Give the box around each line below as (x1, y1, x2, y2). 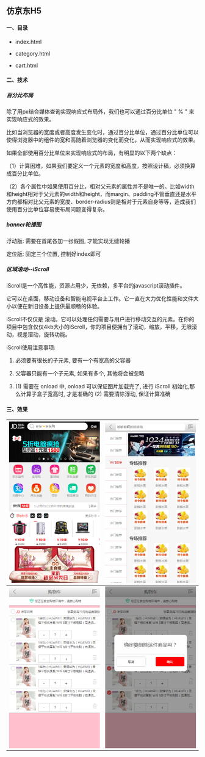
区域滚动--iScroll (6, 265, 49, 273)
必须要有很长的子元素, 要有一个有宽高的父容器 (15, 357, 131, 364)
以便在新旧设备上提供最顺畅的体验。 (11, 303, 103, 310)
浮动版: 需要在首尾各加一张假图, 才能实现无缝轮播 (6, 237, 130, 245)
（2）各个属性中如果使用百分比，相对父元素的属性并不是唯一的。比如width (6, 183, 195, 190)
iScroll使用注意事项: (6, 344, 56, 351)
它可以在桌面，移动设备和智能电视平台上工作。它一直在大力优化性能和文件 (6, 295, 193, 302)
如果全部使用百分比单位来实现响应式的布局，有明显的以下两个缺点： (6, 149, 178, 157)
